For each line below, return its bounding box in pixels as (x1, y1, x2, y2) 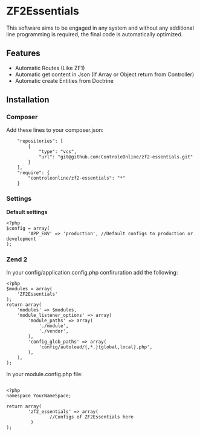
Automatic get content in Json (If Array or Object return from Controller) (15, 71, 195, 78)
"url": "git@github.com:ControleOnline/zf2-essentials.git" (38, 154, 193, 160)
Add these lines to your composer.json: (6, 126, 104, 134)
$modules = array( (6, 286, 53, 292)
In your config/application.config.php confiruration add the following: (6, 269, 178, 276)
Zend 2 (6, 255, 28, 264)
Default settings (6, 208, 48, 215)
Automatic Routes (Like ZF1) (15, 64, 85, 71)
